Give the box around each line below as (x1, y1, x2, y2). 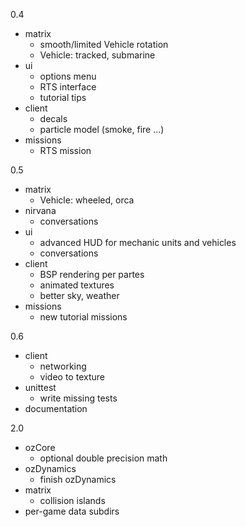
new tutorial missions (39, 311, 128, 323)
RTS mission (39, 145, 92, 156)
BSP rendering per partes (39, 269, 145, 280)
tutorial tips (39, 92, 87, 103)
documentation (24, 403, 88, 414)
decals (39, 113, 68, 124)
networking (39, 360, 87, 372)
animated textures (39, 279, 115, 291)
